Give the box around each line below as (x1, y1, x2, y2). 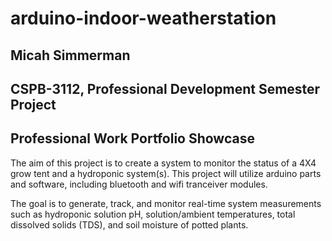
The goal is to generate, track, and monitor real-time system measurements (10, 197, 322, 209)
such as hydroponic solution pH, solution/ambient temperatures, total (10, 208, 296, 220)
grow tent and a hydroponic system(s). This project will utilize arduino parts (10, 167, 322, 179)
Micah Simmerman (10, 47, 131, 64)
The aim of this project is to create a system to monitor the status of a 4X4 (10, 157, 317, 169)
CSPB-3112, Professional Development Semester (10, 80, 321, 97)
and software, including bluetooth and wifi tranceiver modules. (10, 178, 268, 190)
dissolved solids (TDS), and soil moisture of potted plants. (10, 218, 249, 231)
